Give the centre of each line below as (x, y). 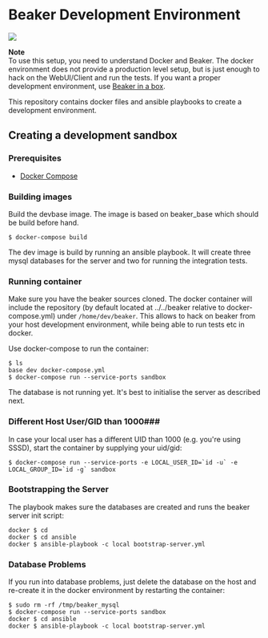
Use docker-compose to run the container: (79, 349)
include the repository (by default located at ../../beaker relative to (117, 307)
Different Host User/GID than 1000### (84, 421)
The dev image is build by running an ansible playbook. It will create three (130, 252)
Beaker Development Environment (124, 15)
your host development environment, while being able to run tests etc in (127, 325)
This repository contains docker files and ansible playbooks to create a (125, 101)
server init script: (36, 515)
